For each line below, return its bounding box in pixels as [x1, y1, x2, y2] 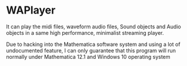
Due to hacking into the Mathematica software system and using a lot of [6, 41, 181, 48]
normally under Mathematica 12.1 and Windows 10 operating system [6, 53, 171, 60]
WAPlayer [6, 4, 56, 17]
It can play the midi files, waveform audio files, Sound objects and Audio [6, 23, 181, 30]
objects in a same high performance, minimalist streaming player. [6, 29, 164, 36]
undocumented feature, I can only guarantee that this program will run [6, 47, 176, 54]
